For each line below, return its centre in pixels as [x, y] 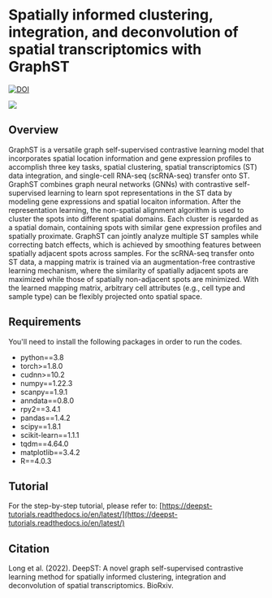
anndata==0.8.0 [47, 401]
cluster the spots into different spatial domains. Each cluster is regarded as [134, 219]
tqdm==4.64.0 [44, 444]
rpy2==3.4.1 [40, 409]
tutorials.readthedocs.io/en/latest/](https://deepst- [93, 514]
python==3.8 [42, 357]
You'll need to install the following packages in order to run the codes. [125, 341]
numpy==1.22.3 [46, 383]
